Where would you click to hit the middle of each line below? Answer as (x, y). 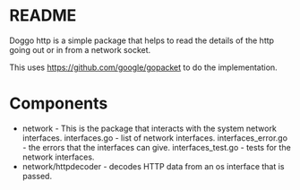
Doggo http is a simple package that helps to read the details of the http (142, 40)
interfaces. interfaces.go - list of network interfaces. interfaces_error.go (155, 138)
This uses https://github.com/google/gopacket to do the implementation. (143, 67)
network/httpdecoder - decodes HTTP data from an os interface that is (153, 166)
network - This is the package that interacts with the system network (150, 128)
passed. (37, 176)
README (43, 16)
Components (59, 104)
